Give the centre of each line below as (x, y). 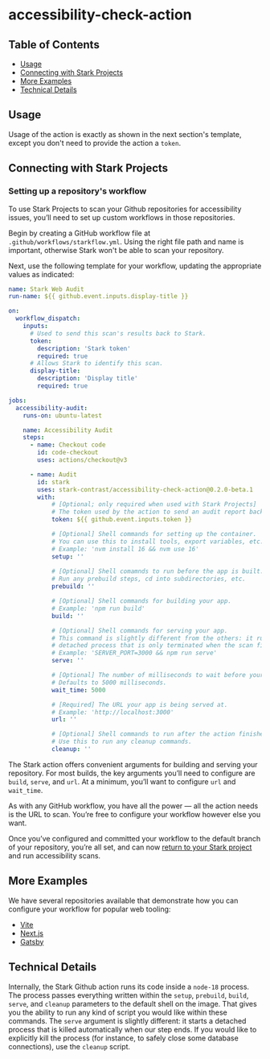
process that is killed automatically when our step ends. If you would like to (133, 1029)
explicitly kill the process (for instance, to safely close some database (123, 1038)
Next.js (32, 933)
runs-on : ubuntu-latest (63, 415)
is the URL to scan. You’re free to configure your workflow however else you (135, 814)
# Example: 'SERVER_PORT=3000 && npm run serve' (134, 653)
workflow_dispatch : (48, 319)
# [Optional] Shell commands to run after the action (143, 734)
